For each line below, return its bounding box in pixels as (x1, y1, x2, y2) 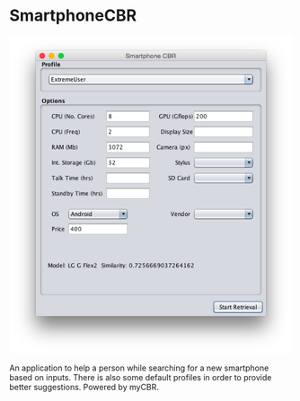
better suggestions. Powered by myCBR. (9, 382, 160, 393)
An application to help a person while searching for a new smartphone (9, 362, 269, 373)
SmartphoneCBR (9, 5, 137, 26)
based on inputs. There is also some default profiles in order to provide (9, 372, 272, 383)
